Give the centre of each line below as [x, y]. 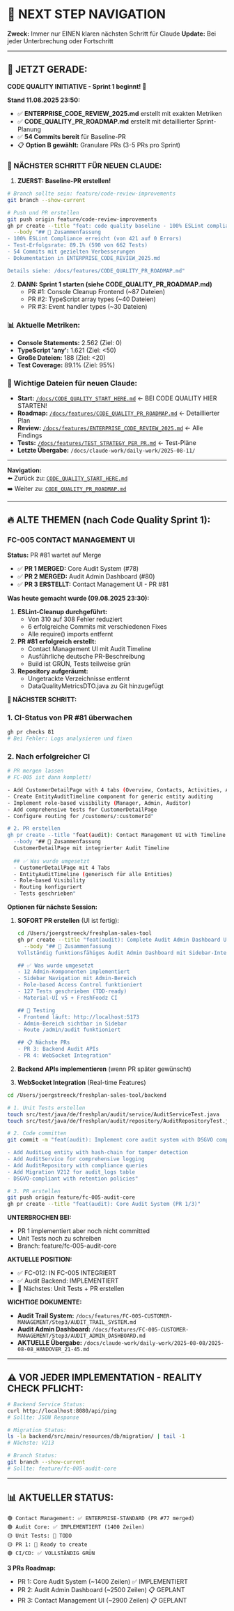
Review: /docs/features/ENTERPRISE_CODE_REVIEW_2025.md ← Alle [110, 428]
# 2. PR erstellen [34, 829]
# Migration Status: [37, 1430]
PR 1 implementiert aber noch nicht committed [84, 1231]
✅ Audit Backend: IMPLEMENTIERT [68, 1281]
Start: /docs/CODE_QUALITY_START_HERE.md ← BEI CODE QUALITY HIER [117, 398]
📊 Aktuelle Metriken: [44, 325]
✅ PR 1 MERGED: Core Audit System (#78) [78, 568]
